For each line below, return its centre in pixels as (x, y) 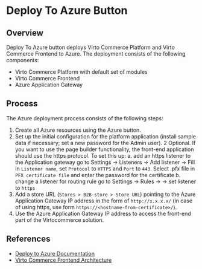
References (28, 239)
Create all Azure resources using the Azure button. (78, 130)
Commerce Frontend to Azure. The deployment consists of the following (96, 54)
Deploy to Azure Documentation (55, 253)
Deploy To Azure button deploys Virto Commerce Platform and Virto (90, 47)
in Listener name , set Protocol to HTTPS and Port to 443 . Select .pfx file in (105, 168)
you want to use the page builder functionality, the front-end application (104, 149)
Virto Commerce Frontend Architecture (63, 260)
